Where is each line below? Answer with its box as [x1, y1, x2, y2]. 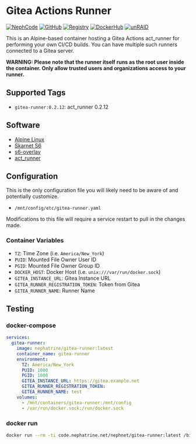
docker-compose [6, 321, 57, 329]
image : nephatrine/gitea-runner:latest [16, 346, 114, 352]
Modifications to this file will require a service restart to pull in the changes [6, 216, 185, 223]
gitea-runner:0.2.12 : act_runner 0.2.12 [14, 103, 109, 110]
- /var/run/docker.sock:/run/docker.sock [21, 405, 124, 411]
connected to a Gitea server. [6, 47, 75, 54]
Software [6, 120, 40, 130]
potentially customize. [6, 193, 60, 200]
